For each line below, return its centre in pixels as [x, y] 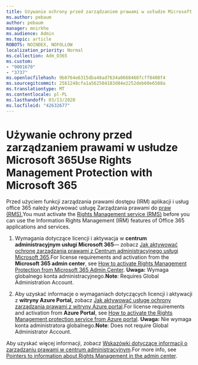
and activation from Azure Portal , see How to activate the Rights [94, 313]
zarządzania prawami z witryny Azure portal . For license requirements [100, 307]
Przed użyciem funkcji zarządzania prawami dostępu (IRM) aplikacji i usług [98, 202]
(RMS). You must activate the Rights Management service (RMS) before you [98, 214]
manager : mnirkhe [28, 28]
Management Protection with [79, 172]
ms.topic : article [29, 39]
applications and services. [38, 227]
